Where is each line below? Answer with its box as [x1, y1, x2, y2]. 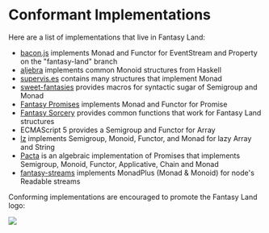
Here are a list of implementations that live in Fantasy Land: [8, 32, 206, 42]
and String [19, 142, 55, 152]
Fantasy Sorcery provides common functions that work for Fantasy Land [19, 107, 262, 118]
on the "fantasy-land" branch [19, 56, 118, 66]
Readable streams [19, 176, 81, 186]
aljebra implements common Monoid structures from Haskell [19, 64, 222, 74]
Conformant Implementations [8, 6, 212, 24]
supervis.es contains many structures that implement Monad [19, 73, 222, 83]
